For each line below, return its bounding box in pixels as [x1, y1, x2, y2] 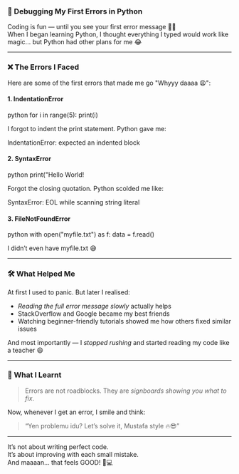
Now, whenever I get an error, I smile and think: [7, 408, 146, 416]
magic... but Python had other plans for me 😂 [7, 38, 142, 46]
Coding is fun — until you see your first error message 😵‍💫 [7, 23, 176, 31]
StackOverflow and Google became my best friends [17, 309, 170, 318]
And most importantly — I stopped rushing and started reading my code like [7, 338, 230, 346]
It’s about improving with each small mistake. [7, 450, 139, 458]
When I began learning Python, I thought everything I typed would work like [7, 30, 229, 38]
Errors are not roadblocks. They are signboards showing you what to [24, 386, 227, 395]
